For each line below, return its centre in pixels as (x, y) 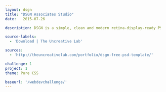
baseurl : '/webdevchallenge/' (36, 82)
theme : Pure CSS (22, 73)
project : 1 (16, 68)
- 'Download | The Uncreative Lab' (46, 42)
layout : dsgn (19, 10)
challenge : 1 (19, 64)
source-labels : (21, 37)
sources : (14, 50)
